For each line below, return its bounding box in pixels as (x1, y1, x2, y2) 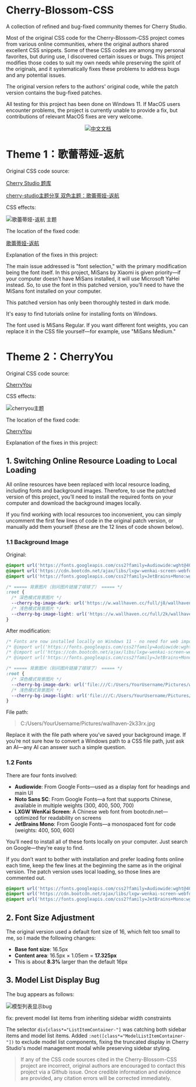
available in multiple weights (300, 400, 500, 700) (14, 802, 134, 809)
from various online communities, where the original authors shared (6, 40, 169, 47)
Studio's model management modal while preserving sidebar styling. (6, 1044, 171, 1051)
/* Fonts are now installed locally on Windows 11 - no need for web (6, 638, 179, 644)
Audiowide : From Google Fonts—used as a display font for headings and (14, 783, 190, 790)
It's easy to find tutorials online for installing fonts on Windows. (6, 310, 157, 317)
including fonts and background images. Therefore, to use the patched (6, 487, 176, 494)
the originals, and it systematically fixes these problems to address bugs (6, 65, 180, 72)
